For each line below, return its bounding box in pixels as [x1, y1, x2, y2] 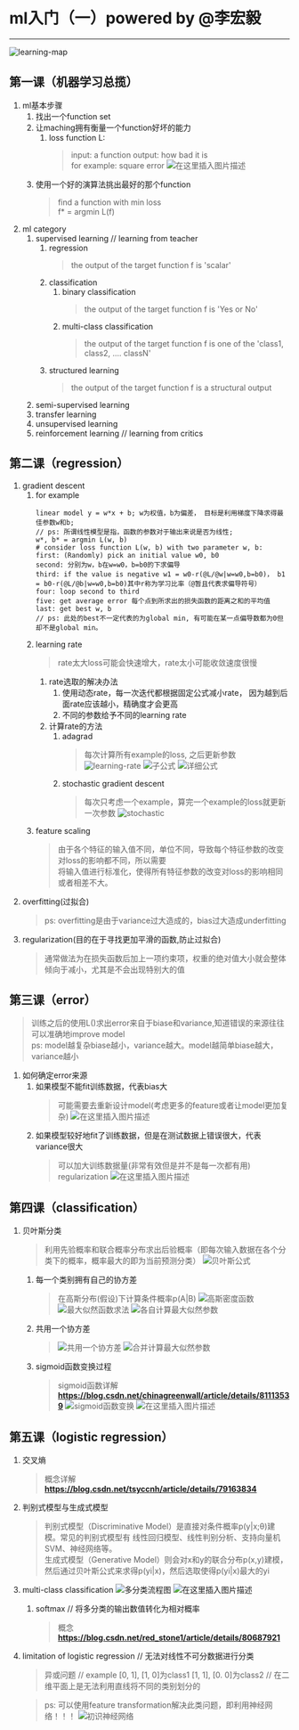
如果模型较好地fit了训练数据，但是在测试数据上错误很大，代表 [35, 1130, 262, 1141]
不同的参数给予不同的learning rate [61, 709, 187, 720]
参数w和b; [42, 518, 75, 526]
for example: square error [70, 159, 165, 170]
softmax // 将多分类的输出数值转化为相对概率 [35, 1604, 200, 1613]
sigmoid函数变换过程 [35, 1361, 112, 1372]
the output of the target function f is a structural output [70, 382, 272, 393]
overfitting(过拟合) [21, 896, 90, 907]
